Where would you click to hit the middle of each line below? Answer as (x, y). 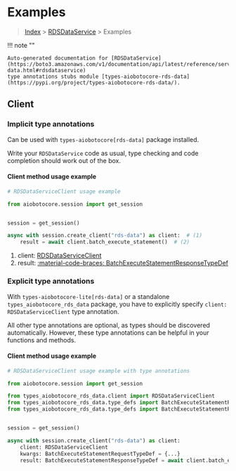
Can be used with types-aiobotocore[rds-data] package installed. (103, 139)
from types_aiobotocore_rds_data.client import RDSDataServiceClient (111, 396)
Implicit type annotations (51, 124)
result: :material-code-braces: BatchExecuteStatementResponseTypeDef (123, 263)
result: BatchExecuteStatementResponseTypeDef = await (102, 460)
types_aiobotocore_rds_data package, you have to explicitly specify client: (117, 304)
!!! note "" (21, 45)
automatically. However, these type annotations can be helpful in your (108, 332)
